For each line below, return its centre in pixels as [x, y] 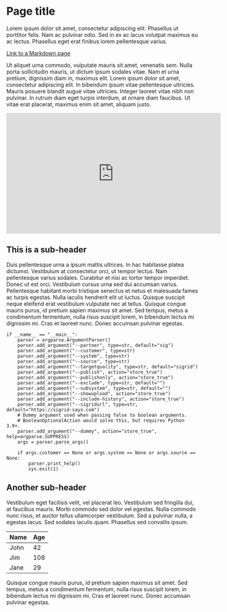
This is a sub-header [47, 250]
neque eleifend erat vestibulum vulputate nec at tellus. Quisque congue [96, 304]
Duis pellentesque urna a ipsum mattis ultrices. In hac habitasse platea [95, 265]
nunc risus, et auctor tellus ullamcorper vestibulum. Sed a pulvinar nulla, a [99, 515]
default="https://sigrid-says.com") [53, 409]
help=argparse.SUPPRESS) [38, 436]
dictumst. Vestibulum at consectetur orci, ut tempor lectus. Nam [87, 271]
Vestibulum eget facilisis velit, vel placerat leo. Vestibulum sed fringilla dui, [100, 502]
